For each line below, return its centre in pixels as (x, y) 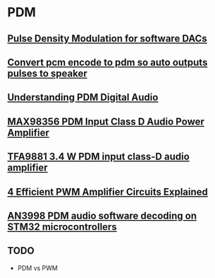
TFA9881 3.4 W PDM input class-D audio (99, 157)
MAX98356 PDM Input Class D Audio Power (106, 121)
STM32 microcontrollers (62, 227)
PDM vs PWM (38, 268)
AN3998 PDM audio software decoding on (102, 215)
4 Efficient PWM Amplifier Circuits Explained (107, 192)
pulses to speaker (48, 73)
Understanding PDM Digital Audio (83, 97)
